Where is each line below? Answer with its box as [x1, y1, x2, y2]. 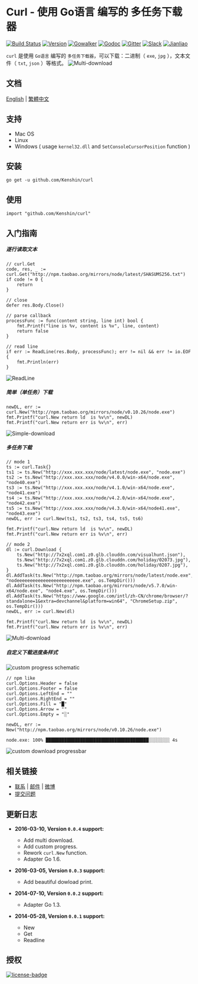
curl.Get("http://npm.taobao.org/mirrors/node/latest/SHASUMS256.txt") [6, 271, 186, 277]
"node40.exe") [6, 480, 41, 486]
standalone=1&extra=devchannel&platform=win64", [6, 598, 128, 604]
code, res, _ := [6, 266, 46, 272]
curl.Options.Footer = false [6, 686, 78, 692]
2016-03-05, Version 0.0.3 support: [14, 867, 105, 874]
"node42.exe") [6, 501, 41, 506]
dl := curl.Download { [6, 547, 62, 553]
